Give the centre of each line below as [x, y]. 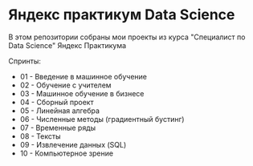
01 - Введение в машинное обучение [83, 76]
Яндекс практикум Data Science [122, 15]
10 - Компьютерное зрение [67, 153]
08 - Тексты [40, 136]
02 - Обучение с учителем [65, 85]
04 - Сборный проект [57, 102]
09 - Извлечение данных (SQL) [73, 144]
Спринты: [25, 61]
